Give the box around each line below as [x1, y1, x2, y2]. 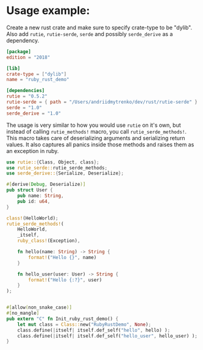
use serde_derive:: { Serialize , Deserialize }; [6, 170, 124, 177]
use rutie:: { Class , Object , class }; [6, 159, 99, 165]
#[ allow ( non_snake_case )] [6, 304, 72, 311]
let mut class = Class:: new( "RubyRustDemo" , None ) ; [17, 321, 151, 327]
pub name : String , [17, 193, 64, 199]
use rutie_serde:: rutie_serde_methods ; [6, 165, 108, 171]
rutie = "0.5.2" [6, 93, 48, 99]
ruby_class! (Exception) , [17, 238, 80, 244]
